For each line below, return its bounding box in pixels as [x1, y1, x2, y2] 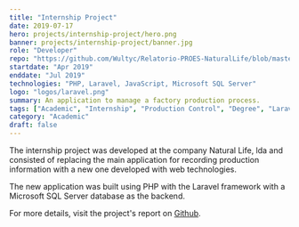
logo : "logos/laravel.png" [9, 87, 109, 96]
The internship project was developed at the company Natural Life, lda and [9, 145, 283, 156]
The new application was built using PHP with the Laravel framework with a [9, 182, 286, 191]
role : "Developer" [9, 46, 77, 55]
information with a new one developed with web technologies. [9, 164, 238, 174]
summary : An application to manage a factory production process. [9, 95, 261, 105]
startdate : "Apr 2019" [9, 63, 93, 72]
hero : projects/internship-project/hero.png [9, 29, 177, 38]
